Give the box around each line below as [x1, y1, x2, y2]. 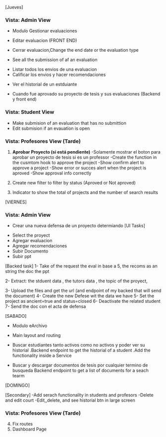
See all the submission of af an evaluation [12, 57, 98, 63]
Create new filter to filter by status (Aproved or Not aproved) [12, 179, 136, 185]
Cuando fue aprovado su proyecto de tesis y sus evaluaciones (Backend [12, 91, 161, 97]
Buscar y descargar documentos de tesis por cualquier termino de [12, 362, 148, 368]
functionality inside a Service [12, 352, 72, 358]
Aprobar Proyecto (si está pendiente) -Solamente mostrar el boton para [12, 149, 161, 155]
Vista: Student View [5, 109, 55, 116]
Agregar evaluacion [12, 238, 53, 244]
